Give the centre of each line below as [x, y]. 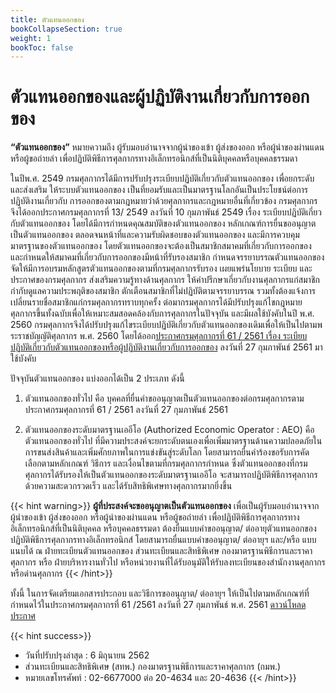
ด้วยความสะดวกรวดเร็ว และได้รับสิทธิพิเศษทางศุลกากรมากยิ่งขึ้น [128, 486]
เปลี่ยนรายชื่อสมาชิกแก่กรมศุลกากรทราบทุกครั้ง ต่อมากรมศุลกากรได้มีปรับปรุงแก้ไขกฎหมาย [156, 302]
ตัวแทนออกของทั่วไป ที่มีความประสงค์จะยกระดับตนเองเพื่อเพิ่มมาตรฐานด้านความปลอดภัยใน [173, 441]
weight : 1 [31, 38]
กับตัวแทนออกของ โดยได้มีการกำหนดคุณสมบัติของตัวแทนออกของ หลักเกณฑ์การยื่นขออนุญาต [163, 223]
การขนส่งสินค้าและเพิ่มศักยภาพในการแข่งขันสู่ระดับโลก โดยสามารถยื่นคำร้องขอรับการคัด [167, 452]
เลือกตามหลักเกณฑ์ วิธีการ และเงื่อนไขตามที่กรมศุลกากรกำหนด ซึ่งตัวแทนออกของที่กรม [166, 463]
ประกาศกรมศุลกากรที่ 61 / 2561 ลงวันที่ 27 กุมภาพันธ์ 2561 [126, 410]
